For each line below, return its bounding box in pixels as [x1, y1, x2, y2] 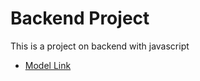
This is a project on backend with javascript [10, 40, 190, 52]
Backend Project [10, 7, 150, 30]
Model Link [24, 59, 72, 71]
